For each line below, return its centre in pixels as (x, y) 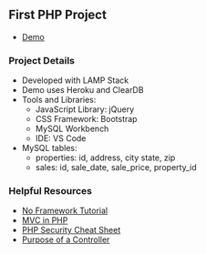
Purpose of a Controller (66, 239)
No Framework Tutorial (65, 211)
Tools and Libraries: (59, 100)
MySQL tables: (49, 148)
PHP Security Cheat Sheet (71, 230)
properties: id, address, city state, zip (105, 157)
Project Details (41, 60)
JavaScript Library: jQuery (85, 109)
